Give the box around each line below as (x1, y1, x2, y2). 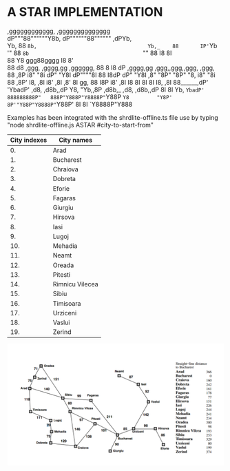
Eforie (52, 184, 70, 193)
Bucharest (52, 156, 82, 164)
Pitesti (52, 270, 71, 279)
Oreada (52, 261, 74, 269)
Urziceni (52, 308, 77, 317)
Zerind (52, 328, 72, 336)
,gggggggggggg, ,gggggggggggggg (7, 27, 111, 35)
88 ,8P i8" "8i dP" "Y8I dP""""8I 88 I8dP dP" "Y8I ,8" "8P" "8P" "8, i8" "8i (7, 70, 216, 79)
